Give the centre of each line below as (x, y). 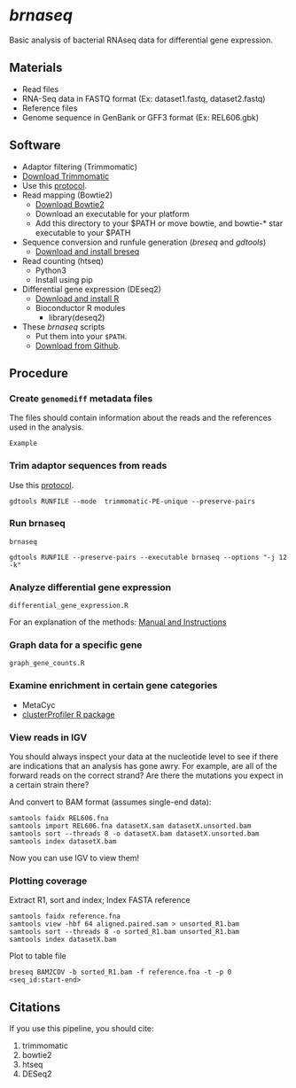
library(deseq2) (77, 317)
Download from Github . (78, 346)
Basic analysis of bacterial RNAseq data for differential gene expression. (141, 40)
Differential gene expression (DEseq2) (92, 289)
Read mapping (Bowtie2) (67, 195)
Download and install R (77, 299)
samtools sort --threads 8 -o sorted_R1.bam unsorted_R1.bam (125, 932)
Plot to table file (38, 956)
